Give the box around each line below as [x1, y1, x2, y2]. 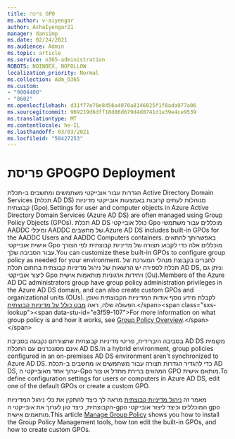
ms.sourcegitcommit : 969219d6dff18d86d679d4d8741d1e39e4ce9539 [7, 109, 197, 116]
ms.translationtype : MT [7, 115, 77, 122]
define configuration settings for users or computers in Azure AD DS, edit [7, 374, 220, 383]
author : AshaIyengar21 [7, 23, 74, 30]
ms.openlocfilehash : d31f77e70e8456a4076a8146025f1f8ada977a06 [7, 102, 197, 109]
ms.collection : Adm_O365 [7, 75, 80, 83]
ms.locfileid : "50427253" [7, 135, 83, 142]
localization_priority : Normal [7, 69, 99, 76]
